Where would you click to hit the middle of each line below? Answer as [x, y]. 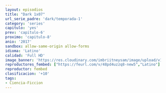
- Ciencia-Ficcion [24, 83]
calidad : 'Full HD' [25, 55]
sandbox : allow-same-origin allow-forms [47, 46]
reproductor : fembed [26, 69]
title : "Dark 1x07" [25, 14]
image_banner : [20, 60]
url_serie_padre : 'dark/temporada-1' [44, 19]
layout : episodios [24, 10]
